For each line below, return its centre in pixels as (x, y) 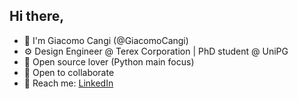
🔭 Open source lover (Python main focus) (109, 61)
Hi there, (37, 16)
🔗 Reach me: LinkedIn (68, 83)
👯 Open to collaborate (69, 72)
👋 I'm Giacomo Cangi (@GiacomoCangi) (106, 40)
